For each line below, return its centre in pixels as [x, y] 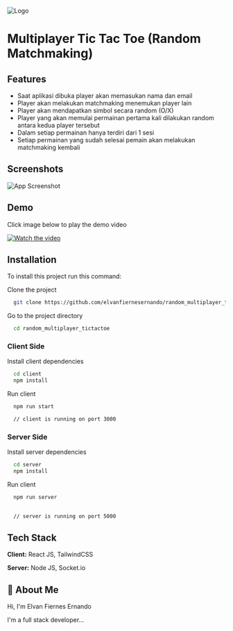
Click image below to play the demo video [67, 224]
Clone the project [32, 290]
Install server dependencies [47, 452]
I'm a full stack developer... [46, 620]
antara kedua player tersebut [59, 125]
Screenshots [35, 169]
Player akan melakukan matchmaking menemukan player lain [104, 103]
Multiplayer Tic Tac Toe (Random [104, 39]
